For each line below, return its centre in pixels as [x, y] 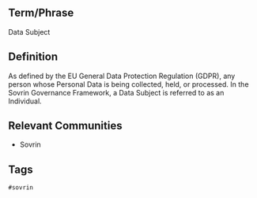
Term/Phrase [41, 13]
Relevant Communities [65, 126]
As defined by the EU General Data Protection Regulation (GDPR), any [122, 76]
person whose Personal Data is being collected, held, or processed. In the [128, 84]
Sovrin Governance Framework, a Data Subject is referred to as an [116, 92]
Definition [33, 57]
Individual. [25, 101]
